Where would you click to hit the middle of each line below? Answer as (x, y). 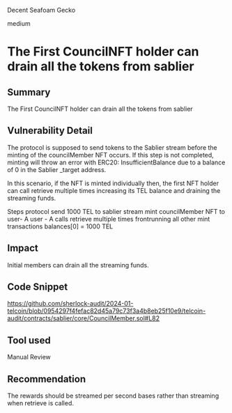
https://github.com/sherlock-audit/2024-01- (70, 304)
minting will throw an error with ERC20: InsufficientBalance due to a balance (116, 162)
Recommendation (46, 379)
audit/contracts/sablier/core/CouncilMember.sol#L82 (84, 318)
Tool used (29, 340)
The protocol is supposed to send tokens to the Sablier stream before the (112, 147)
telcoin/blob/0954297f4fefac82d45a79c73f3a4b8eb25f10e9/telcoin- (107, 311)
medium (19, 23)
